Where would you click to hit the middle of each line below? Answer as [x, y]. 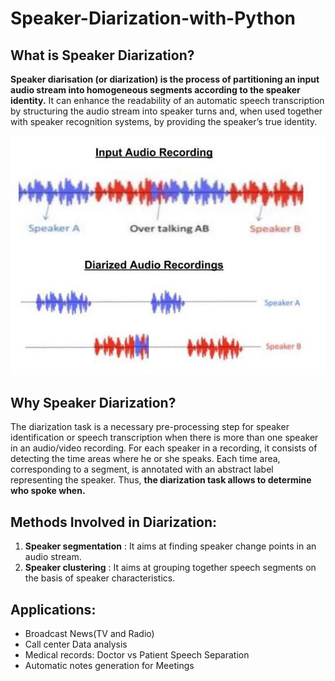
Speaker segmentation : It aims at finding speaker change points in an [170, 546]
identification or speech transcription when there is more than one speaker [164, 438]
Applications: [53, 609]
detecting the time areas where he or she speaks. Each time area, [145, 459]
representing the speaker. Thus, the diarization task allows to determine [161, 480]
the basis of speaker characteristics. [100, 578]
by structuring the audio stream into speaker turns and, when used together [166, 111]
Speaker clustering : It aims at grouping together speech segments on [170, 568]
